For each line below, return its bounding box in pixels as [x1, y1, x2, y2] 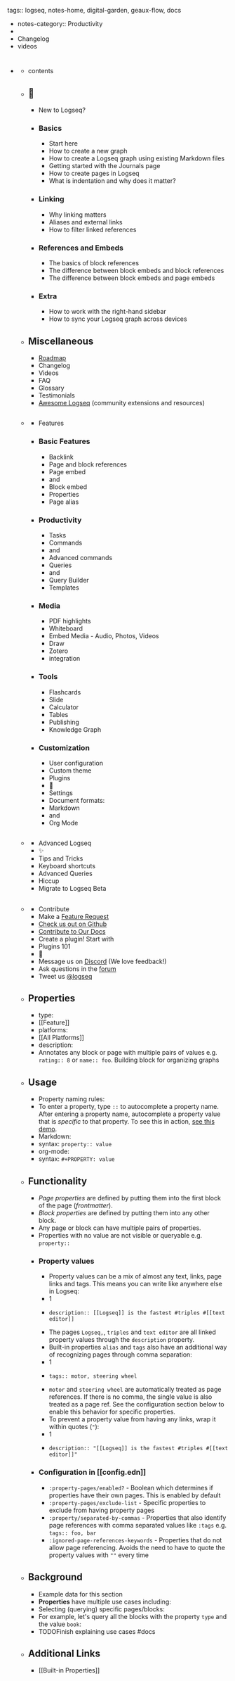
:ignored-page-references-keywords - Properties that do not [48, 1535, 222, 1544]
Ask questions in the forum [38, 964, 116, 973]
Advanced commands [48, 553, 113, 562]
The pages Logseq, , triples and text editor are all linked [48, 1328, 216, 1336]
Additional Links [27, 1647, 100, 1659]
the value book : [38, 1620, 82, 1628]
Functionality [27, 1175, 88, 1187]
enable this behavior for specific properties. [48, 1407, 175, 1416]
